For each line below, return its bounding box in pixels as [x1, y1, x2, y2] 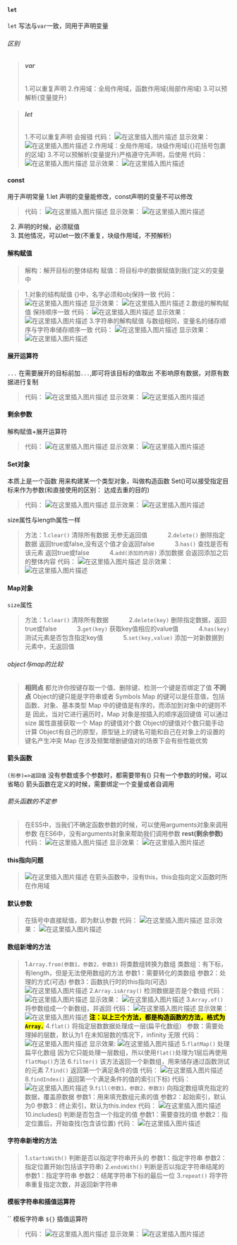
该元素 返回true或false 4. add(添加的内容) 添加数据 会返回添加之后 [24, 549, 229, 557]
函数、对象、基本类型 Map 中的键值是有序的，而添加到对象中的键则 [24, 701, 221, 709]
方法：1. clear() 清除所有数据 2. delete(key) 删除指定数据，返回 [24, 616, 227, 624]
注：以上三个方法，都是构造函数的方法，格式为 [89, 1013, 226, 1021]
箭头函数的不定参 [7, 797, 57, 805]
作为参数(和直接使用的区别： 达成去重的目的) [19, 486, 150, 494]
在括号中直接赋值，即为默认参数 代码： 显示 [24, 916, 217, 924]
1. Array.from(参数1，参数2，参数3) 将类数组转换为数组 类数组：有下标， [24, 960, 227, 968]
